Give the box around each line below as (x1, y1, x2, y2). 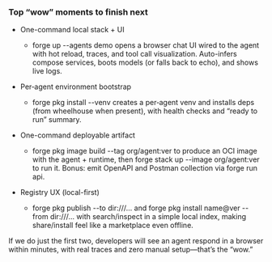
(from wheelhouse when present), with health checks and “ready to (32, 106, 257, 116)
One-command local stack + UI (19, 25, 125, 35)
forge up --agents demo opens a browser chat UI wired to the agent (32, 40, 260, 50)
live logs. (32, 66, 62, 76)
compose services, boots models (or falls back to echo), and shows (32, 57, 259, 67)
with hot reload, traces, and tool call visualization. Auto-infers (32, 49, 237, 59)
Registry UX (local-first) (19, 188, 100, 197)
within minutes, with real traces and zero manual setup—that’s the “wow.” (8, 245, 253, 255)
